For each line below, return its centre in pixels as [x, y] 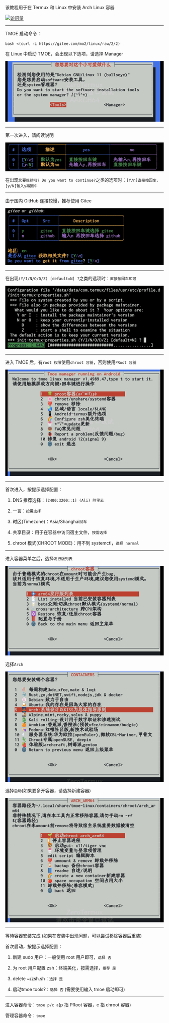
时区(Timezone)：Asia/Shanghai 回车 [50, 521]
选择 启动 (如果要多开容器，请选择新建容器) [48, 791]
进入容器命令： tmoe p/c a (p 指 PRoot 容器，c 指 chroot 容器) [68, 1005]
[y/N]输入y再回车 [21, 186]
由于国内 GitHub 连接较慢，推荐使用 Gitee [49, 201]
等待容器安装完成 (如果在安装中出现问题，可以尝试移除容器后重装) [74, 936]
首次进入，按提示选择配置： [34, 489]
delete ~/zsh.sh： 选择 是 [37, 979]
